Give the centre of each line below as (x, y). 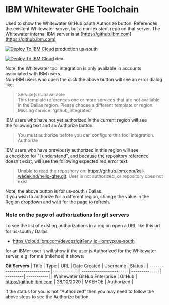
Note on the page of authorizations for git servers (67, 215)
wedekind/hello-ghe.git (42, 176)
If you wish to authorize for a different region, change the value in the (77, 196)
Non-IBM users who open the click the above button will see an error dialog (84, 79)
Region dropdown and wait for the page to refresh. (58, 202)
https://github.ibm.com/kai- (116, 171)
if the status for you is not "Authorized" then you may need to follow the (80, 292)
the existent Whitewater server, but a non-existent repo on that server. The (83, 28)
